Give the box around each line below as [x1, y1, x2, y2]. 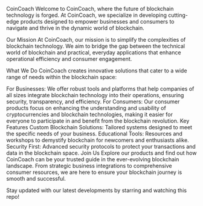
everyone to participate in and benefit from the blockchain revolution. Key [6, 117, 190, 124]
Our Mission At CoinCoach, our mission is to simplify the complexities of [6, 36, 186, 43]
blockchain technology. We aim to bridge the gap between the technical [6, 42, 185, 50]
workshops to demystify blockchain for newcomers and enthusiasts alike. [6, 137, 189, 144]
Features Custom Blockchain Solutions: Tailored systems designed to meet [6, 124, 192, 130]
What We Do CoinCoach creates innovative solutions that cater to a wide [6, 67, 187, 74]
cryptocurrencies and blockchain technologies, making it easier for [6, 111, 173, 118]
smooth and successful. [6, 175, 66, 182]
